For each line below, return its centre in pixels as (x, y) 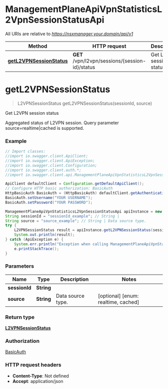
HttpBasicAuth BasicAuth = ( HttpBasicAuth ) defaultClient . (68, 193)
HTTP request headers (33, 365)
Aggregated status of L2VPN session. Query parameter (62, 123)
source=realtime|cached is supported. (44, 128)
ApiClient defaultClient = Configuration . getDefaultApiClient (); (74, 184)
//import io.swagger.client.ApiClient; (47, 156)
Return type (20, 317)
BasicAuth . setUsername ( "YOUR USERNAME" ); (49, 198)
